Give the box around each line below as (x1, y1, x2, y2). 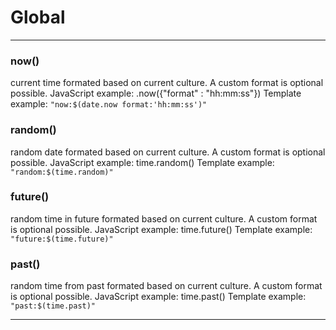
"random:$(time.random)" (10, 167, 114, 177)
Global (10, 6, 66, 29)
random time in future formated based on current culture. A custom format (10, 212, 318, 225)
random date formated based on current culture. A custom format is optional (10, 146, 326, 158)
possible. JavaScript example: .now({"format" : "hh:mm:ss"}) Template (10, 87, 302, 100)
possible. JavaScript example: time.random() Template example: (10, 156, 275, 168)
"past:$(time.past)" (10, 301, 97, 311)
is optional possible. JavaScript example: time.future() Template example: (10, 223, 313, 235)
